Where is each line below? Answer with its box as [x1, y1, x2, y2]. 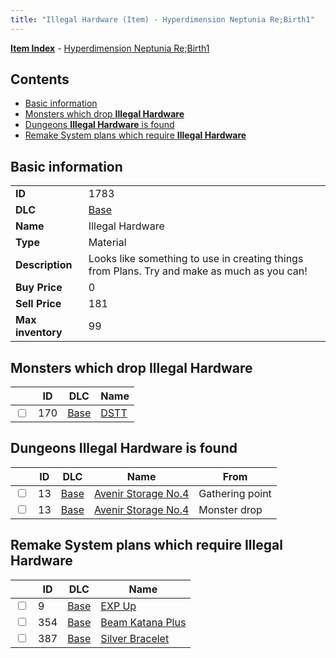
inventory [15, 326, 63, 340]
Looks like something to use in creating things [88, 252, 304, 266]
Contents [10, 71, 70, 88]
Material [88, 236, 127, 250]
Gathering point [198, 486, 272, 500]
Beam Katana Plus [100, 615, 187, 629]
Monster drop [198, 502, 263, 516]
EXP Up [100, 599, 137, 613]
